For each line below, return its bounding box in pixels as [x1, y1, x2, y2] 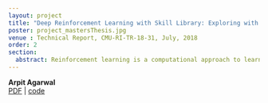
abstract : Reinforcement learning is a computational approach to [15, 56, 241, 64]
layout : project [8, 11, 62, 20]
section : [8, 48, 37, 56]
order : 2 [8, 41, 37, 49]
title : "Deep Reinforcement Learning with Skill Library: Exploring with [8, 19, 259, 27]
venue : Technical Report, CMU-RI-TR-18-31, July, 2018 [8, 33, 198, 42]
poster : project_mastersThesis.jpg [8, 26, 127, 34]
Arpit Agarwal [8, 77, 56, 87]
